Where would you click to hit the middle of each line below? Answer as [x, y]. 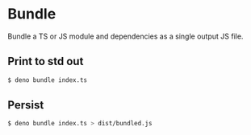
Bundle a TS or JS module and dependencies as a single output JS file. [125, 36]
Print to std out [46, 61]
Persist [26, 105]
